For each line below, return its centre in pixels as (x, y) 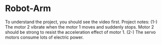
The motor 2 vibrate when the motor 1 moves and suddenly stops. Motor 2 (80, 27)
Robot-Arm (28, 8)
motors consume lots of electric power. (44, 37)
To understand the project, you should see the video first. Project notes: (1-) (81, 22)
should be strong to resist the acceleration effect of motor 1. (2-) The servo (81, 32)
